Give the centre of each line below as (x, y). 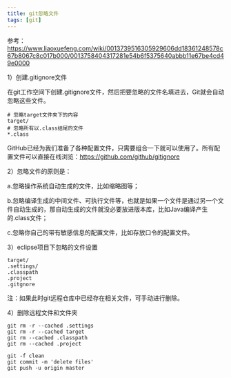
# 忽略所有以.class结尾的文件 (46, 128)
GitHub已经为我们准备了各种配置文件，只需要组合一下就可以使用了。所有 (111, 148)
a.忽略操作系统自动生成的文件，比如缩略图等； (73, 186)
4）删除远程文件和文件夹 (42, 312)
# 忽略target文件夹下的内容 (43, 115)
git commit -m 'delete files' (51, 362)
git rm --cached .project (44, 344)
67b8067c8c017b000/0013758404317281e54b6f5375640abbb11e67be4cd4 (115, 55)
